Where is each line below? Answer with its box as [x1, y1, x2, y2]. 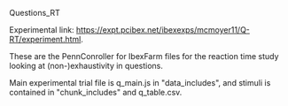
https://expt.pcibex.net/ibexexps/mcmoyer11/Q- [75, 25, 251, 34]
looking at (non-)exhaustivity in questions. [9, 61, 164, 71]
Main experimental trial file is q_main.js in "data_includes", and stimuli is [9, 78, 271, 87]
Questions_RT [9, 8, 60, 18]
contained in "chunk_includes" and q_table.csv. [9, 87, 183, 97]
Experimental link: [9, 25, 74, 34]
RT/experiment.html [9, 34, 82, 44]
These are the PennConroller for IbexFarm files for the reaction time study [9, 51, 279, 61]
